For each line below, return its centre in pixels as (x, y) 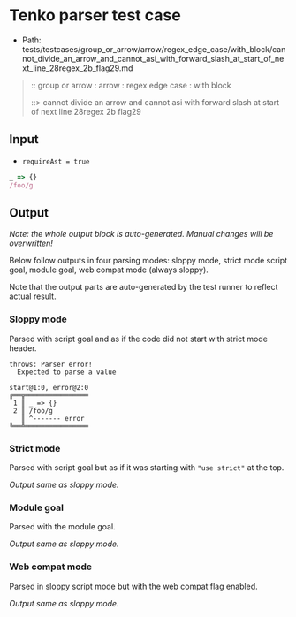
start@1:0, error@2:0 (49, 387)
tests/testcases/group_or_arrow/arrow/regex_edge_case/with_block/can (154, 49)
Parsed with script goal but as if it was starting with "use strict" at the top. (147, 467)
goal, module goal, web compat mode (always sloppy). (109, 270)
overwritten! (31, 243)
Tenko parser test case (95, 15)
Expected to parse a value (67, 372)
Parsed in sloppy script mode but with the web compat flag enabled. (133, 586)
